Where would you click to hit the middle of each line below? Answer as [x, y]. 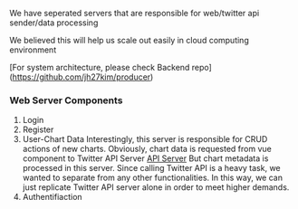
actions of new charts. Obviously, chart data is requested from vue [147, 149]
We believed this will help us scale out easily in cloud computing [129, 40]
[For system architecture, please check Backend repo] [111, 67]
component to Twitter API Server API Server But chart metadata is [145, 158]
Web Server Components [66, 100]
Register [38, 129]
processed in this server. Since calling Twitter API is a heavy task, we [151, 168]
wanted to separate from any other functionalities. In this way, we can [153, 178]
